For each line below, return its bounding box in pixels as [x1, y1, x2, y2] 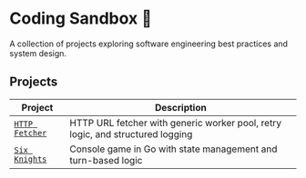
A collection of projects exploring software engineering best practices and [9, 38, 289, 49]
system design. [9, 47, 66, 58]
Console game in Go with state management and [69, 143, 278, 155]
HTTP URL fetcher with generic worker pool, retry [69, 116, 282, 129]
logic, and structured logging [69, 127, 193, 140]
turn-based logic [69, 153, 143, 166]
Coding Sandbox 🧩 [9, 8, 153, 29]
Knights [14, 153, 47, 164]
